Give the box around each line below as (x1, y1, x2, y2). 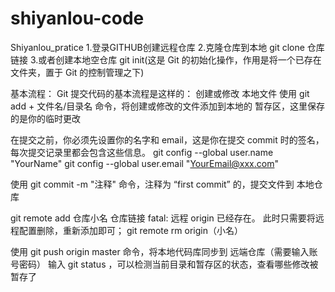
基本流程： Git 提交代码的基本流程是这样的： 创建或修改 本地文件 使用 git (10, 87, 310, 99)
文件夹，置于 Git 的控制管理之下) (10, 66, 145, 78)
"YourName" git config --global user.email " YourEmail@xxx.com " (10, 157, 279, 169)
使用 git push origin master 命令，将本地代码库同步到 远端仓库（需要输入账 (10, 245, 318, 257)
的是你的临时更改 (10, 112, 81, 124)
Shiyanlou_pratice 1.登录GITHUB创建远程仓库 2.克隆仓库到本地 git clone (10, 41, 305, 53)
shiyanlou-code (10, 7, 145, 30)
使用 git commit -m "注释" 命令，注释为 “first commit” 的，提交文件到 (10, 178, 295, 190)
